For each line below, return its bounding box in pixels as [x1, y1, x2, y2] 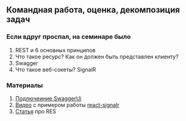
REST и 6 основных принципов [15, 46, 96, 54]
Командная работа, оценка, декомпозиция [6, 5, 180, 15]
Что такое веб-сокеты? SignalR [15, 66, 96, 73]
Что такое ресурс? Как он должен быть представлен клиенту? [15, 53, 179, 60]
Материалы [6, 81, 43, 89]
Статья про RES [15, 108, 57, 115]
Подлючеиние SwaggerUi [15, 94, 82, 102]
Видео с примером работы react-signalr [15, 101, 120, 108]
